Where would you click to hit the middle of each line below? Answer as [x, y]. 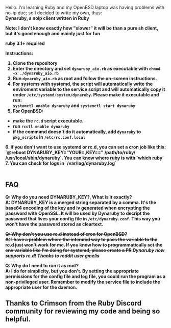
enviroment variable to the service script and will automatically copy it [89, 89]
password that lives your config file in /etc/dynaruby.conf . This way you [83, 218]
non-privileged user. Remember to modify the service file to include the [83, 282]
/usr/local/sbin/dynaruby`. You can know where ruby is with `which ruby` [85, 158]
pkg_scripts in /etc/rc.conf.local [49, 137]
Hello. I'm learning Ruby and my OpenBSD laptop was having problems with [85, 7]
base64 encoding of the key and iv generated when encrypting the [78, 208]
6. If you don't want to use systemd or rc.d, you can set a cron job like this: [86, 147]
